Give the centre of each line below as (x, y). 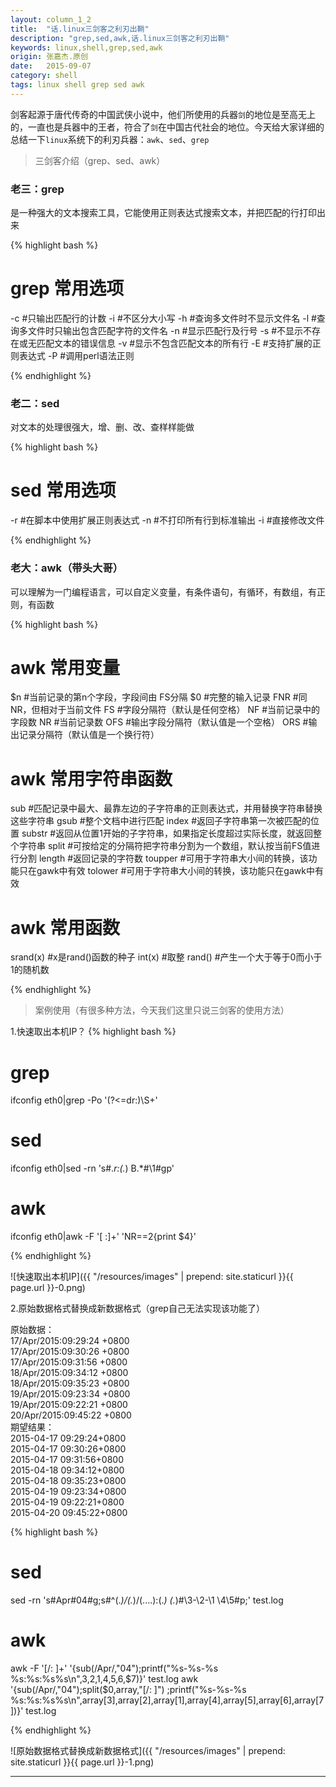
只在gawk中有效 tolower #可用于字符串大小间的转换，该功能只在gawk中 (166, 871)
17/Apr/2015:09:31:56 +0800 (69, 1362)
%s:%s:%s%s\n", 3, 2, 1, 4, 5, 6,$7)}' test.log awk (104, 1679)
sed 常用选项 (63, 490)
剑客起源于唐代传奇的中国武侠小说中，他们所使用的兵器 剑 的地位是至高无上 (163, 114)
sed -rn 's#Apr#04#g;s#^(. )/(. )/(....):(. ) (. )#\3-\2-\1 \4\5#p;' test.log (147, 1600)
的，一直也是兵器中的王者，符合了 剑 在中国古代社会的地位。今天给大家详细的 (167, 127)
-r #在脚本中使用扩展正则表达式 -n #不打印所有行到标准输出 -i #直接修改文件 (167, 520)
